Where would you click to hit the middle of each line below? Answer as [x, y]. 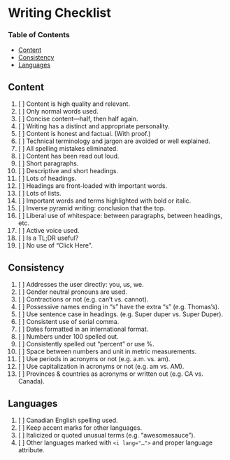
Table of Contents [39, 35]
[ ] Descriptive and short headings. [68, 171]
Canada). [31, 381]
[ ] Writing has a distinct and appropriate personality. [94, 126]
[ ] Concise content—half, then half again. [78, 119]
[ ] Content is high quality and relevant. [74, 104]
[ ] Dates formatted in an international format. [83, 329]
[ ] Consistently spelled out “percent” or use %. [86, 344]
